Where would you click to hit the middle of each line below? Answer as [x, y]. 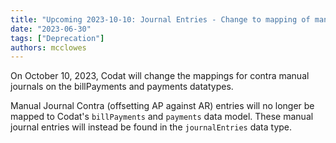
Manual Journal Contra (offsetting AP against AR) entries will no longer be [162, 106]
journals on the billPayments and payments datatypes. [122, 87]
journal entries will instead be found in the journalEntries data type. [151, 127]
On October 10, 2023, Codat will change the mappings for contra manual [160, 76]
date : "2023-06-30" [51, 29]
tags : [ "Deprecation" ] [57, 38]
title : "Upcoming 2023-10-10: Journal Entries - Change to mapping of [160, 19]
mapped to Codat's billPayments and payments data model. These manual [162, 117]
